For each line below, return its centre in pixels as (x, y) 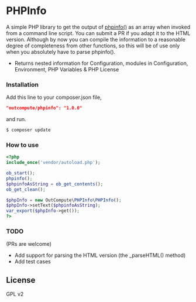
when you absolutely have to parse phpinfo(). (61, 52)
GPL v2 (15, 294)
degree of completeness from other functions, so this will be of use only (93, 46)
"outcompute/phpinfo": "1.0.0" (44, 108)
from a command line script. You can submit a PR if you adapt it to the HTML (98, 33)
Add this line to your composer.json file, (54, 97)
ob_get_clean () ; (26, 189)
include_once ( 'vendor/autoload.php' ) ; (53, 163)
